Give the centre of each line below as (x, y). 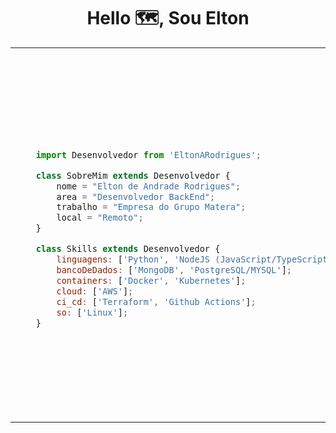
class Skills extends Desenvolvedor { (128, 249)
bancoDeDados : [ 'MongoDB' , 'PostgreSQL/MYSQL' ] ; (174, 270)
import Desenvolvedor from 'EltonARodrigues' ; (148, 154)
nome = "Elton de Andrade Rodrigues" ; (149, 186)
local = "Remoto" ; (100, 218)
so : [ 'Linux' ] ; (92, 313)
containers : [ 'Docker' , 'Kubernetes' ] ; (151, 281)
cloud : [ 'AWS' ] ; (95, 291)
